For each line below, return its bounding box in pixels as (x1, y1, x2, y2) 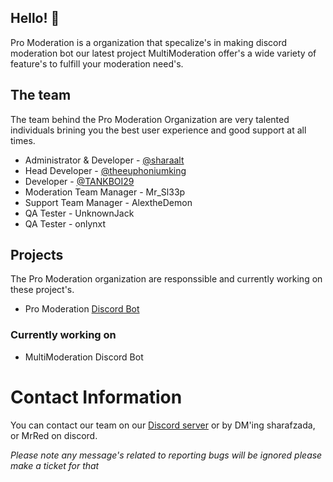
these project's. (10, 284, 75, 296)
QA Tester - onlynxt (24, 217, 107, 230)
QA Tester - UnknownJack (24, 207, 135, 219)
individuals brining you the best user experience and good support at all (10, 124, 307, 136)
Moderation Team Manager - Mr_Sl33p (24, 186, 186, 198)
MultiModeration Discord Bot (24, 351, 144, 363)
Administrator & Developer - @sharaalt (24, 154, 185, 166)
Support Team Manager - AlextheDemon (24, 196, 193, 208)
